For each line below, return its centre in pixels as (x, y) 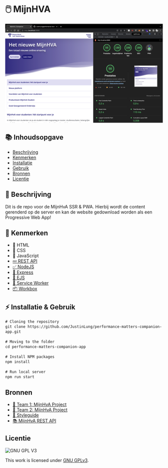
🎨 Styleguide (25, 415)
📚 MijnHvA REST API (34, 421)
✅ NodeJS (23, 267)
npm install (17, 362)
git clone (15, 327)
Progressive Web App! (28, 217)
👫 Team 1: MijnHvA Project (39, 404)
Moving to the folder (32, 342)
